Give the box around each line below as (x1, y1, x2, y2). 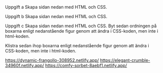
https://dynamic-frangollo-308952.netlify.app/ (5, 57, 99, 63)
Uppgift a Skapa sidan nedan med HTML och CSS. (5, 4, 107, 10)
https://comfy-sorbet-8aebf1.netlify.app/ (45, 63, 127, 68)
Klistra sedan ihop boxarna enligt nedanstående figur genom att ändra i (5, 43, 149, 48)
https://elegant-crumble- (100, 57, 151, 63)
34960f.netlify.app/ (5, 63, 44, 68)
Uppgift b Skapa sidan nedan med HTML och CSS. (5, 14, 108, 19)
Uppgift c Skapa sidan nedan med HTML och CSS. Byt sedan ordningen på (5, 23, 157, 29)
